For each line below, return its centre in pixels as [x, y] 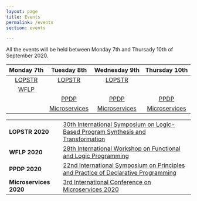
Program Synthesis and [114, 132]
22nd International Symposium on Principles [124, 165]
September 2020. [27, 56]
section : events [26, 28]
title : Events [23, 17]
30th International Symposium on [108, 124]
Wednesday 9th [117, 70]
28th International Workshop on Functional [121, 148]
